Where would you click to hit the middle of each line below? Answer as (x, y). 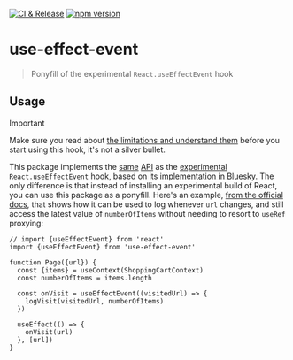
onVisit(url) (49, 332)
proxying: (27, 223)
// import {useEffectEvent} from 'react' (87, 239)
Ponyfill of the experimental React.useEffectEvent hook (132, 73)
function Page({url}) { (53, 262)
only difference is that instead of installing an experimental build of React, (143, 185)
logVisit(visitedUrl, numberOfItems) (95, 301)
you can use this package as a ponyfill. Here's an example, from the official (146, 195)
